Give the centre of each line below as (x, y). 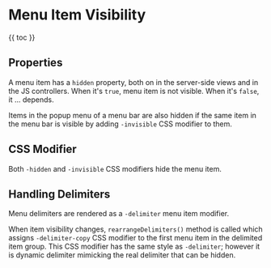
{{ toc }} (22, 37)
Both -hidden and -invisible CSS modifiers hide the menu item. (115, 168)
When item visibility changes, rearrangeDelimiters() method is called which (135, 229)
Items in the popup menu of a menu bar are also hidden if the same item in (133, 115)
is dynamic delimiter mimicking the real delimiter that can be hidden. (122, 255)
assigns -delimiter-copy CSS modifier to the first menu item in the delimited (135, 238)
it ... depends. (31, 100)
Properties (36, 63)
